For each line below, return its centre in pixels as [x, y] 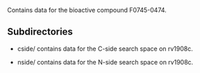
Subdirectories [40, 32]
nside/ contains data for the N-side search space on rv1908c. [105, 62]
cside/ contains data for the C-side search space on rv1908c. [105, 49]
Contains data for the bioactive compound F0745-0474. [87, 10]
